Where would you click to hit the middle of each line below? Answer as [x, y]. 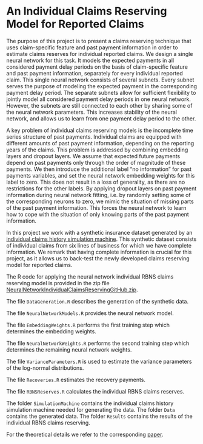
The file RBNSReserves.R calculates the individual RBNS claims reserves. [95, 391]
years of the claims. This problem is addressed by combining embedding [97, 150]
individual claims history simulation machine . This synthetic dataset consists [101, 239]
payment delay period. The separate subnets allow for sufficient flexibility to [101, 92]
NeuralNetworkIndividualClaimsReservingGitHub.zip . [72, 290]
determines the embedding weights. [52, 331]
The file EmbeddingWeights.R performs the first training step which [88, 325]
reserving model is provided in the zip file [58, 283]
